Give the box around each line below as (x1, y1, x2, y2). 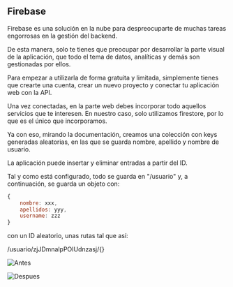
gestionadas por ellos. (7, 59, 71, 68)
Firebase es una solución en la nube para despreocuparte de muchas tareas (7, 24, 227, 32)
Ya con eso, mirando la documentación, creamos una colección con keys (7, 130, 218, 138)
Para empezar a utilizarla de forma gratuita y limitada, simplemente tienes (7, 73, 219, 82)
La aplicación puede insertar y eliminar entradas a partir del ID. (7, 159, 188, 167)
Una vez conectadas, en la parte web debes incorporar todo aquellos (7, 101, 206, 110)
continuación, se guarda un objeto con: (7, 179, 120, 188)
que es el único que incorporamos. (7, 117, 107, 125)
